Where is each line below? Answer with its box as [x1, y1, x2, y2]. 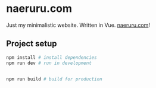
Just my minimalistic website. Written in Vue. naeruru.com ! [6, 21, 151, 29]
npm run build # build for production [6, 76, 102, 82]
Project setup [6, 39, 58, 49]
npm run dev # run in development [6, 60, 92, 66]
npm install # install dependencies [6, 54, 97, 61]
